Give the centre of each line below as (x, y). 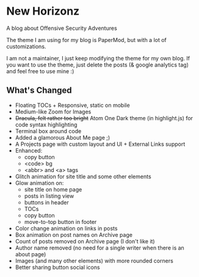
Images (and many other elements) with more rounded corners (94, 261)
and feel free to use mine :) (40, 71)
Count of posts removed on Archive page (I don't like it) (85, 241)
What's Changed (39, 91)
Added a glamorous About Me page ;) (63, 137)
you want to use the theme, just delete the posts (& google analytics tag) (98, 65)
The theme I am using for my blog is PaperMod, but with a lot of (86, 40)
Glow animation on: (39, 183)
